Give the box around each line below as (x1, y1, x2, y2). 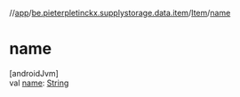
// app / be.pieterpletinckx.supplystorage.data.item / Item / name (9, 8, 231, 18)
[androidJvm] (9, 68, 60, 78)
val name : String (9, 77, 69, 88)
